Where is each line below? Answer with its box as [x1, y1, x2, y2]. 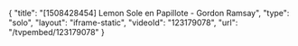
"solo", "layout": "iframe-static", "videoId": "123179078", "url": [8, 17, 238, 28]
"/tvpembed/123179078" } [8, 27, 106, 37]
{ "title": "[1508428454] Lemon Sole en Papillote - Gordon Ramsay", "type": [8, 8, 290, 18]
